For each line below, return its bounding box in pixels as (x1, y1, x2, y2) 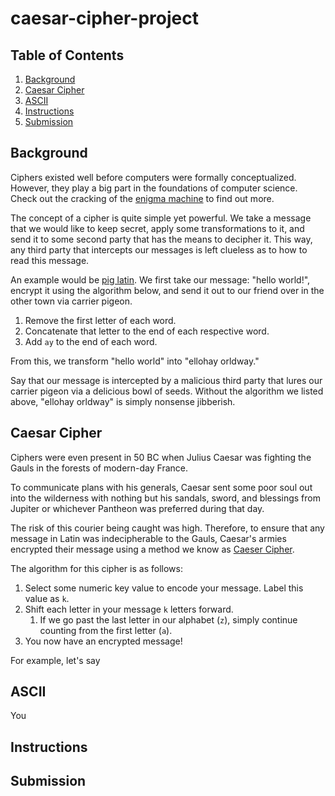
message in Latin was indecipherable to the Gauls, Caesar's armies (10, 532, 287, 544)
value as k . (24, 592, 70, 604)
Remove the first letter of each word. (24, 314, 177, 326)
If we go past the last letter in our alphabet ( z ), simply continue (39, 613, 298, 626)
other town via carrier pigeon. (10, 295, 133, 307)
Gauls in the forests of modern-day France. (10, 462, 188, 474)
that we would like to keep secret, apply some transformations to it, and (10, 222, 305, 234)
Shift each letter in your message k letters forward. (24, 603, 234, 615)
